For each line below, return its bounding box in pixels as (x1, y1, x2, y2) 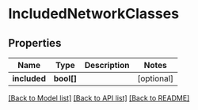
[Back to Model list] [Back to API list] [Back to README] (8, 93, 190, 103)
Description (84, 60, 130, 70)
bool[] (53, 73, 78, 84)
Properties (8, 36, 62, 50)
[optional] (137, 73, 174, 84)
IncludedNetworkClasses (8, 5, 180, 23)
